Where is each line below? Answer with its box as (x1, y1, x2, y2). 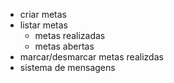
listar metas (19, 19, 69, 31)
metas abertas (34, 40, 95, 52)
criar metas (19, 9, 67, 20)
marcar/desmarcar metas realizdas (19, 51, 164, 63)
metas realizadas (34, 30, 106, 41)
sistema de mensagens (19, 62, 116, 73)
